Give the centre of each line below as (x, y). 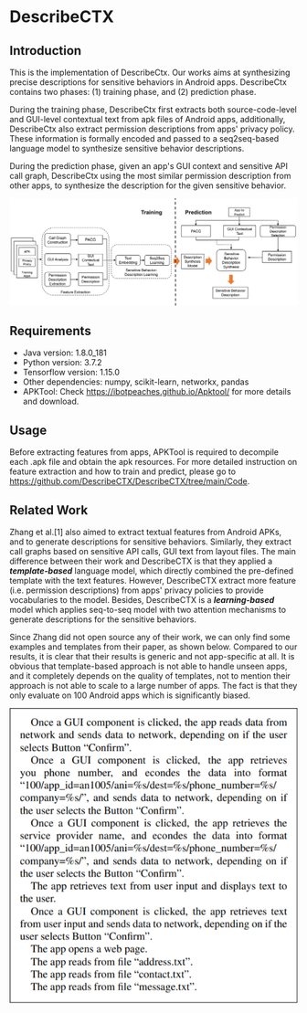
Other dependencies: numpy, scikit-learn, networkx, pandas (136, 382)
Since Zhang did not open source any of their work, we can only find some (150, 637)
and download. (51, 401)
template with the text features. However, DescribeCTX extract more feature (153, 580)
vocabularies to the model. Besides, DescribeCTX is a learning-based (142, 599)
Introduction (46, 51)
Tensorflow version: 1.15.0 (71, 373)
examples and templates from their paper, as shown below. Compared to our (153, 647)
